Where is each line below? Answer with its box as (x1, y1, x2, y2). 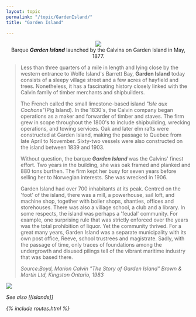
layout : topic (6, 8, 41, 15)
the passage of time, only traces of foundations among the (20, 241, 162, 248)
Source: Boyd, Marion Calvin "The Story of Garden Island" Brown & (20, 265, 183, 272)
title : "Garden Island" (6, 19, 64, 25)
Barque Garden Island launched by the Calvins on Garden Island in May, (11, 46, 186, 53)
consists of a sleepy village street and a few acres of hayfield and (20, 77, 179, 84)
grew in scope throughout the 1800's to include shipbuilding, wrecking (20, 119, 191, 126)
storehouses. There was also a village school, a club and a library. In (20, 204, 185, 211)
